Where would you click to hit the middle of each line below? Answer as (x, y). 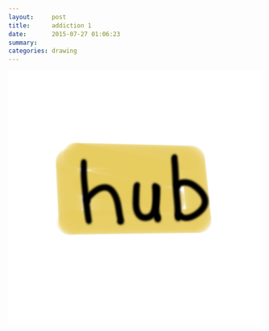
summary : (23, 43)
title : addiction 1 (50, 25)
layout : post (37, 17)
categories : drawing (43, 51)
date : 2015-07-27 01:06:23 (64, 34)
